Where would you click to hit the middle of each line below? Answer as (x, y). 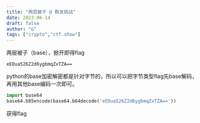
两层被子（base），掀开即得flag (46, 53)
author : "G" (21, 29)
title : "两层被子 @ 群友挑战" (41, 12)
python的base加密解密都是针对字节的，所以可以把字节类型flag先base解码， (102, 76)
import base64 (24, 96)
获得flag (17, 113)
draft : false (23, 23)
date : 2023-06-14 (28, 18)
